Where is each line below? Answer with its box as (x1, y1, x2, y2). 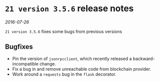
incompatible (12, 61, 39, 66)
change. (39, 61, 56, 66)
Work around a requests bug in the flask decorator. (12, 71, 116, 77)
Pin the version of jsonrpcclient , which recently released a (12, 56, 132, 61)
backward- (133, 56, 155, 61)
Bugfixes (5, 42, 33, 51)
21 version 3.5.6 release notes (5, 3, 134, 14)
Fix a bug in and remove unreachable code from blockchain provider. (12, 66, 152, 72)
